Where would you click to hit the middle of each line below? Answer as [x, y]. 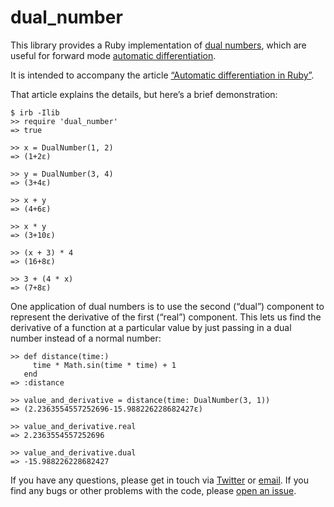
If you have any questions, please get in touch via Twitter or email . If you [159, 480]
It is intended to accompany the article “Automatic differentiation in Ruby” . [162, 75]
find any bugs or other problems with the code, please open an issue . [153, 490]
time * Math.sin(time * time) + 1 [104, 365]
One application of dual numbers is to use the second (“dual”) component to [167, 306]
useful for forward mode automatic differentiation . [113, 55]
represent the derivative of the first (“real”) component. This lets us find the [166, 317]
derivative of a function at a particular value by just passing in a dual [151, 327]
